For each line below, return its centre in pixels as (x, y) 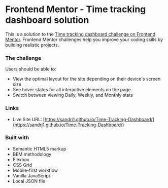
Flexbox (21, 159)
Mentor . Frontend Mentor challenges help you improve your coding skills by (84, 40)
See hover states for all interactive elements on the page (72, 90)
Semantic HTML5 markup (39, 148)
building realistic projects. (32, 45)
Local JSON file (29, 181)
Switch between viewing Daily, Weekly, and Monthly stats (73, 95)
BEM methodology (32, 154)
